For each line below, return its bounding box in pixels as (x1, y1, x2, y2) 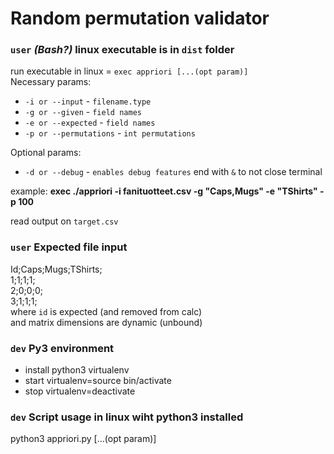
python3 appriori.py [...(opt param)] (10, 433, 157, 445)
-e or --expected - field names (24, 117, 156, 129)
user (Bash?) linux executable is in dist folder (10, 43, 235, 57)
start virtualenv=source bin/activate (24, 375, 172, 387)
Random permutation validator (10, 7, 270, 30)
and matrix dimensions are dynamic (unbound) (10, 316, 203, 328)
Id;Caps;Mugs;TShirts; (10, 263, 103, 275)
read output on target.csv (10, 215, 119, 227)
